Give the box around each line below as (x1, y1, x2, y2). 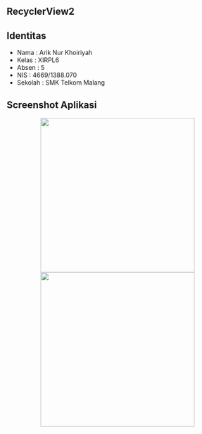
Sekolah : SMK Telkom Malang (16, 78, 106, 87)
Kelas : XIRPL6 (16, 56, 60, 64)
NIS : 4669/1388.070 (16, 71, 77, 80)
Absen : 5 (16, 64, 45, 72)
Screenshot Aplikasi (6, 99, 97, 111)
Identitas (6, 30, 46, 42)
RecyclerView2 (6, 6, 75, 18)
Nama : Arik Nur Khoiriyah (16, 49, 93, 57)
